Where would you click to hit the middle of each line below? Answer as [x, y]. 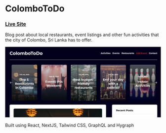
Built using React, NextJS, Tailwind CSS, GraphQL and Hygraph [70, 125]
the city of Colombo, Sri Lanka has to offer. [49, 40]
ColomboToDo [35, 9]
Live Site [16, 24]
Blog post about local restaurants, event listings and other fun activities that [82, 35]
